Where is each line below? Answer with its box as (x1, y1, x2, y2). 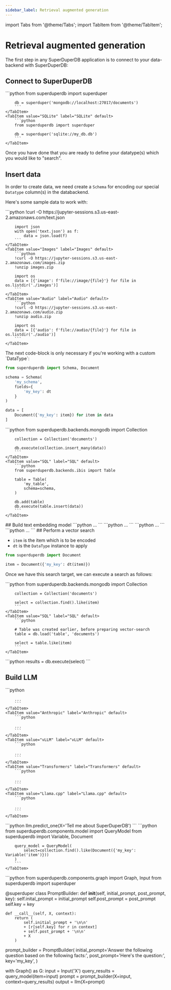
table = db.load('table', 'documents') (14, 631, 100, 637)
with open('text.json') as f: (14, 229, 79, 234)
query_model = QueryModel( (14, 843, 72, 848)
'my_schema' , (14, 379, 42, 385)
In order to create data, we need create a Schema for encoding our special (5, 184, 160, 190)
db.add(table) (14, 499, 45, 504)
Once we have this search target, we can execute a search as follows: (5, 571, 153, 577)
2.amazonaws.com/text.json (5, 214, 65, 221)
